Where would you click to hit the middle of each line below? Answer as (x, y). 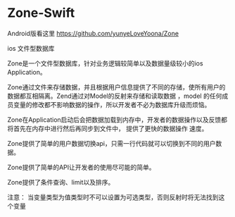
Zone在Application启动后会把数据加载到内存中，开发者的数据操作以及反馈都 (117, 119)
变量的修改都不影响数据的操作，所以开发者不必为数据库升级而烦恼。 (112, 104)
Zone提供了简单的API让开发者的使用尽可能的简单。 (81, 167)
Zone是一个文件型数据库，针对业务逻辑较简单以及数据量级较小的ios (105, 63)
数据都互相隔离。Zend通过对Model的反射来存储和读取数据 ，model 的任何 (115, 96)
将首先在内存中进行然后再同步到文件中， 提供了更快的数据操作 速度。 (108, 128)
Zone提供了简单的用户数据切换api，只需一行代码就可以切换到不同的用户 (112, 143)
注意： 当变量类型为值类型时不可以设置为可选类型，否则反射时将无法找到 (113, 197)
